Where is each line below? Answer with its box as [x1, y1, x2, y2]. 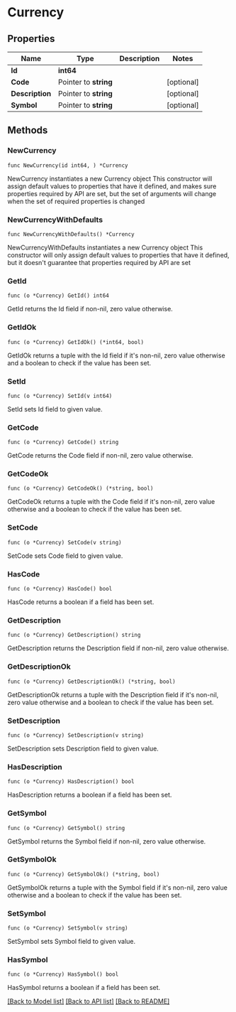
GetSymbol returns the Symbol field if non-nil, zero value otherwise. [7, 836, 206, 846]
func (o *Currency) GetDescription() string [7, 632, 141, 639]
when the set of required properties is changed [7, 197, 145, 205]
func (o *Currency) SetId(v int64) [7, 392, 113, 399]
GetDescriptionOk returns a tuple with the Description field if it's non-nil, [7, 690, 219, 699]
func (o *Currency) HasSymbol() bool [7, 971, 119, 978]
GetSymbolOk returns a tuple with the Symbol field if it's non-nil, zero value [7, 883, 228, 892]
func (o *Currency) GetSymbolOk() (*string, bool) [7, 871, 160, 878]
